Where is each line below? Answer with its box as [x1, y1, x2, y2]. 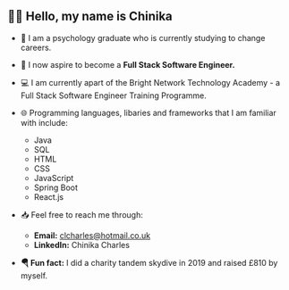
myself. [20, 269, 48, 281]
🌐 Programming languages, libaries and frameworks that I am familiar [20, 107, 277, 118]
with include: [20, 117, 68, 128]
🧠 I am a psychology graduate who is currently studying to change [20, 32, 266, 43]
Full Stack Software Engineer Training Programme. [20, 90, 207, 101]
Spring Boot [33, 182, 79, 193]
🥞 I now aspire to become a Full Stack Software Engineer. [20, 59, 235, 70]
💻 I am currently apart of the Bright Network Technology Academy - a [20, 77, 281, 87]
